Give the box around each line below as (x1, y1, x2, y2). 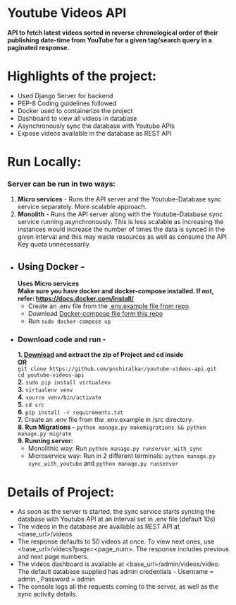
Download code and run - (17, 334, 106, 344)
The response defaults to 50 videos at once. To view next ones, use (17, 537, 215, 546)
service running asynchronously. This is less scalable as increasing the (17, 218, 224, 226)
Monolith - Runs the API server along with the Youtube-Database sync (17, 210, 223, 218)
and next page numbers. (17, 553, 89, 561)
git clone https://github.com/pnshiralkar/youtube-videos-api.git (17, 365, 217, 372)
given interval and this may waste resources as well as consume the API (17, 233, 227, 241)
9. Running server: (17, 437, 74, 445)
